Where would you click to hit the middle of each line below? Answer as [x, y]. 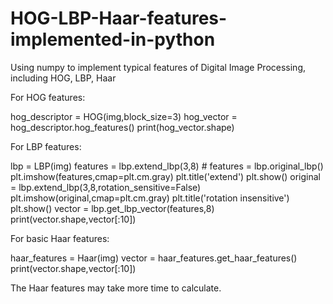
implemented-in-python [113, 39]
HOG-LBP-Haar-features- [119, 18]
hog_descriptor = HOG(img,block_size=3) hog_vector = [124, 116]
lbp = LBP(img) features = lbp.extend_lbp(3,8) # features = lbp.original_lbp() [167, 166]
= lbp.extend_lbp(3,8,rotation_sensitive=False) [106, 187]
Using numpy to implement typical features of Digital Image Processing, [158, 67]
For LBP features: [46, 146]
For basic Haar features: [60, 238]
